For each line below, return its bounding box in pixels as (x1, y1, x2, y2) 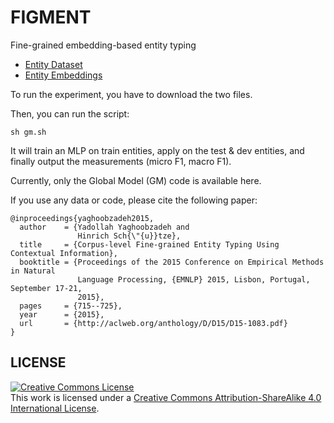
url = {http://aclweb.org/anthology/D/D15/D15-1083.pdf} (19, 318, 288, 328)
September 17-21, (10, 283, 83, 293)
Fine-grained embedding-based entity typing (10, 39, 197, 51)
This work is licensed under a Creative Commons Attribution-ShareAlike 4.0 (10, 391, 322, 403)
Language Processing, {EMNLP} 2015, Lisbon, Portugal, (77, 274, 311, 285)
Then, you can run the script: (10, 107, 130, 120)
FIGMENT (10, 6, 92, 29)
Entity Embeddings (24, 69, 103, 81)
